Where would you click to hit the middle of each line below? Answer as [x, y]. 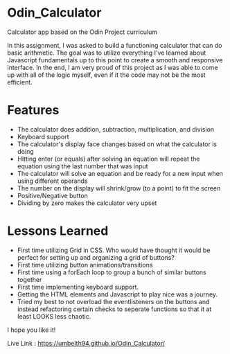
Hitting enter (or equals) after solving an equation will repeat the [108, 159]
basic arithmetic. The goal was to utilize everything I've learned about [107, 53]
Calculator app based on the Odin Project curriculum [82, 32]
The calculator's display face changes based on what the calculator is [117, 144]
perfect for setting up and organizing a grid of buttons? [96, 257]
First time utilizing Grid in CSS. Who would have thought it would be [114, 250]
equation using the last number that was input [82, 166]
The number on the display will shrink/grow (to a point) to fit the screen [119, 188]
